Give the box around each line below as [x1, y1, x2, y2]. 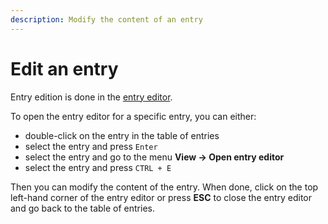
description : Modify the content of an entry [10, 14, 203, 25]
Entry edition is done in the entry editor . [10, 91, 173, 103]
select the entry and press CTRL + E [24, 161, 172, 173]
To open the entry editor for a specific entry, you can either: [10, 110, 257, 122]
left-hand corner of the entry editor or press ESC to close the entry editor [10, 191, 313, 203]
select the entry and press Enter [24, 140, 158, 152]
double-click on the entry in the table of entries [24, 129, 220, 141]
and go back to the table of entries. [10, 202, 155, 214]
